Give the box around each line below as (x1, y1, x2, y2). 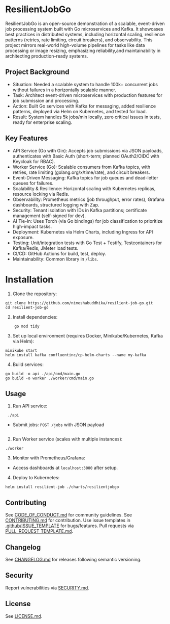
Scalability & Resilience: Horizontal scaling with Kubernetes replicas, (12, 185, 156, 192)
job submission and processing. (12, 97, 80, 103)
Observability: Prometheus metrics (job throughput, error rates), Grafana (12, 196, 165, 202)
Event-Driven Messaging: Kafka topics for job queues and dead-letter (12, 174, 159, 180)
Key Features (5, 134, 48, 143)
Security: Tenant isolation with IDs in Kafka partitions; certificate (12, 207, 147, 213)
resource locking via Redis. (12, 191, 70, 197)
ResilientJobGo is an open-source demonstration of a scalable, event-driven (5, 20, 165, 27)
